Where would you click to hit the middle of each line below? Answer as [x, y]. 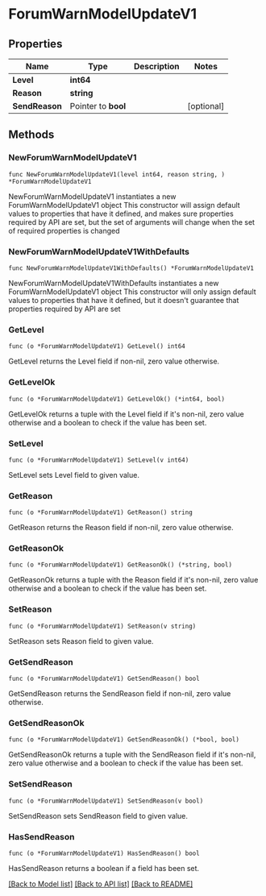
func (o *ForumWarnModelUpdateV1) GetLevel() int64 [97, 346]
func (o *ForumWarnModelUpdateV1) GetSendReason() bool [104, 679]
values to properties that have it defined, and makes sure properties [121, 214]
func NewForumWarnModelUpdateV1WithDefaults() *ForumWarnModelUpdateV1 [131, 268]
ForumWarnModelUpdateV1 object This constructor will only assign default [132, 292]
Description [156, 66]
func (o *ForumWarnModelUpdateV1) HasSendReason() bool [104, 853]
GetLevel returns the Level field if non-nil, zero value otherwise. [114, 361]
